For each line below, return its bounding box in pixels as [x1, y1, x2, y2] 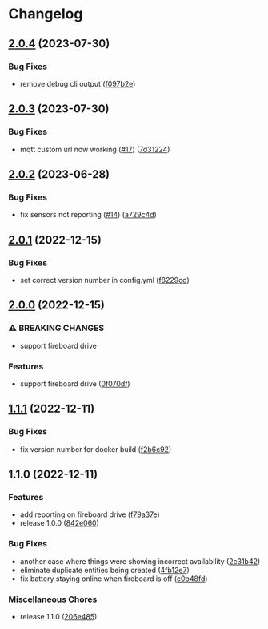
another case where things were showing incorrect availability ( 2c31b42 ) [19, 556, 261, 566]
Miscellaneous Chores [8, 594, 98, 605]
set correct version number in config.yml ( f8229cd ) [19, 275, 190, 284]
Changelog [8, 5, 83, 23]
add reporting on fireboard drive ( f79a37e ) [19, 510, 160, 519]
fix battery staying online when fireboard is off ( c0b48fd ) [19, 574, 208, 583]
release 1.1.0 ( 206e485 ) [19, 611, 98, 621]
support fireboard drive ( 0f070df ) [19, 378, 130, 389]
